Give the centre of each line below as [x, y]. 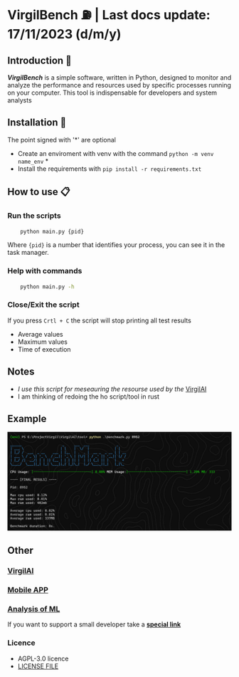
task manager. [28, 253]
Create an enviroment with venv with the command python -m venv [116, 153]
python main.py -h [47, 287]
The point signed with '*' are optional [62, 140]
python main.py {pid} [52, 231]
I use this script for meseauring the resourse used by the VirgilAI [112, 389]
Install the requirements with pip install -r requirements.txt [110, 169]
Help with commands [45, 271]
